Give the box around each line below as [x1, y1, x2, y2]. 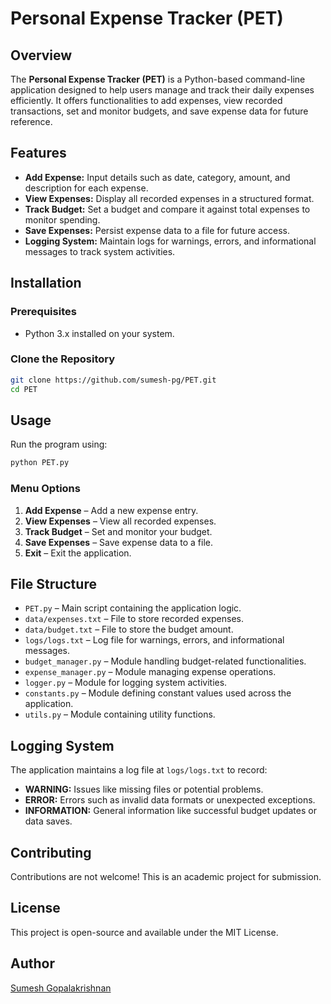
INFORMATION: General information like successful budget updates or [24, 805, 317, 817]
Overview [10, 47, 73, 64]
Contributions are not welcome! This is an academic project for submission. [10, 870, 322, 882]
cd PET [10, 384, 38, 394]
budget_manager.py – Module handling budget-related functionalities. [24, 655, 307, 667]
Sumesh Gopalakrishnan [10, 982, 112, 994]
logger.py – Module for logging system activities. [24, 677, 228, 689]
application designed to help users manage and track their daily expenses [10, 84, 315, 96]
